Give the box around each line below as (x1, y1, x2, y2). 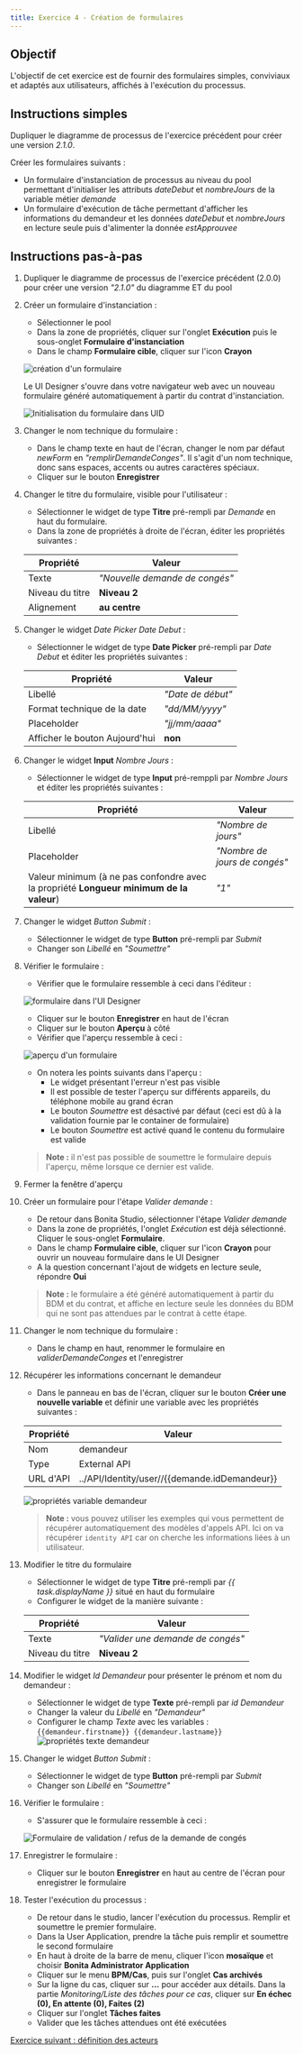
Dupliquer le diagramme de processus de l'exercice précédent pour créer (10, 130, 282, 141)
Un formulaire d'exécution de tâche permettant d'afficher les (22, 204, 248, 215)
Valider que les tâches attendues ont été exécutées (36, 2017, 227, 2029)
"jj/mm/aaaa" (164, 718, 222, 730)
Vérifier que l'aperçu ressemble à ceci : (36, 1032, 183, 1043)
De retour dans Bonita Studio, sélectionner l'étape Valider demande (36, 1214, 287, 1224)
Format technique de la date (27, 702, 147, 715)
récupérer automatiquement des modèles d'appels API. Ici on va (45, 1523, 284, 1534)
